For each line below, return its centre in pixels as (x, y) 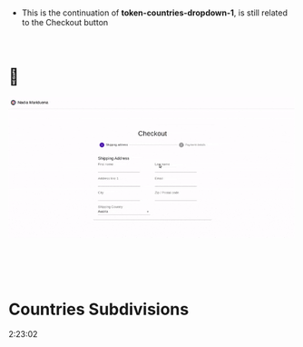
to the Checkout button (65, 22)
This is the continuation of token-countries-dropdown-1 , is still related (154, 13)
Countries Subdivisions (99, 309)
